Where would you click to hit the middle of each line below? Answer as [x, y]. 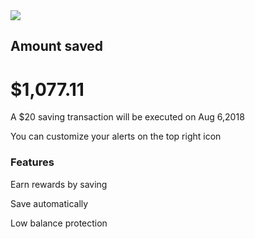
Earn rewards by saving [59, 184]
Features [32, 162]
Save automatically [49, 203]
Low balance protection [59, 223]
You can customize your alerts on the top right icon [116, 136]
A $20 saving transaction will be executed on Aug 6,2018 [127, 117]
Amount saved [57, 46]
